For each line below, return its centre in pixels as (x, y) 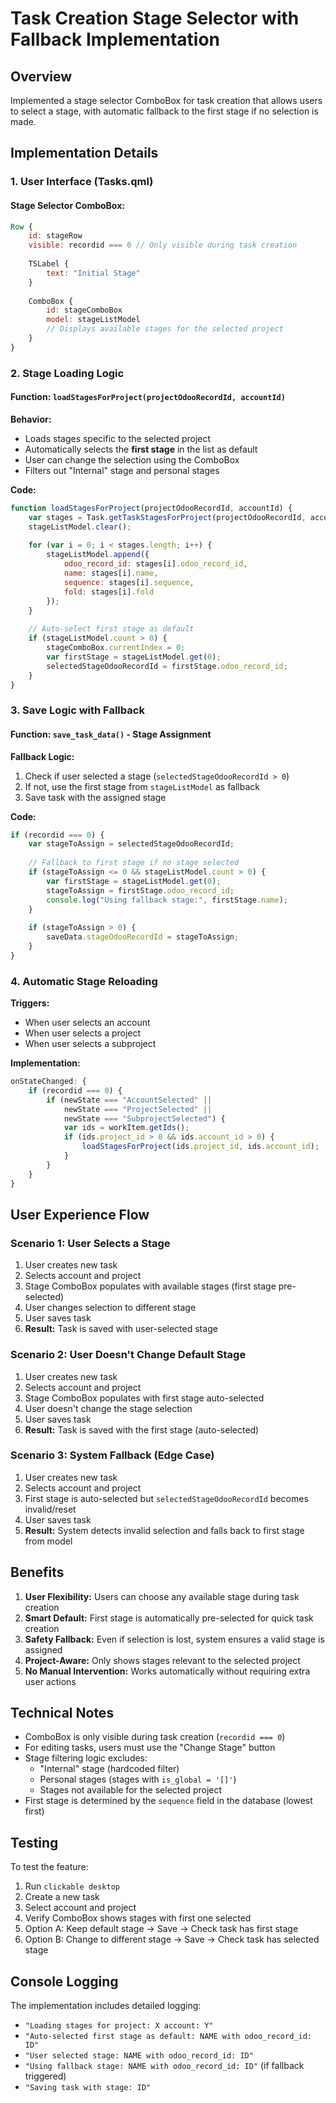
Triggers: (30, 1003)
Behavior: (31, 419)
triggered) (45, 2076)
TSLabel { (49, 264)
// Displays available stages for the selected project (165, 329)
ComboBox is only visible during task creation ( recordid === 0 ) (155, 1737)
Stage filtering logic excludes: (86, 1758)
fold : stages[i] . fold (109, 592)
